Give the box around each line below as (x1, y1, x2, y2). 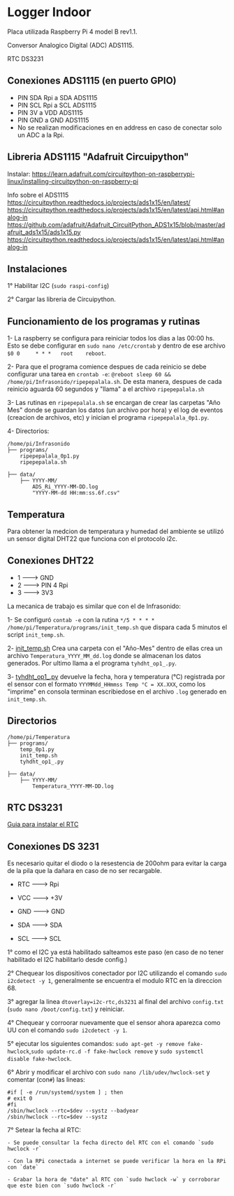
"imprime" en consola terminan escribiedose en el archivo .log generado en (7, 687, 227, 696)
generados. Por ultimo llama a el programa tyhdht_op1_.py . (7, 659, 177, 667)
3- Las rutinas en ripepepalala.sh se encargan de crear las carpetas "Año (7, 399, 221, 407)
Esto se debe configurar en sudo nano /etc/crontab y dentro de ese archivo (7, 341, 226, 350)
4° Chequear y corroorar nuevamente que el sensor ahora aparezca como (7, 1019, 221, 1027)
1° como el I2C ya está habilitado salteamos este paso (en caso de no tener (7, 948, 224, 956)
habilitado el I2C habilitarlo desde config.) (7, 956, 128, 964)
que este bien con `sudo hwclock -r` (7, 1182, 117, 1190)
